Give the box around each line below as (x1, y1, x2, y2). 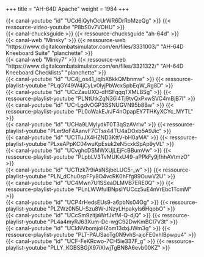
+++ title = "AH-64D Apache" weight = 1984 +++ (5, 5, 129, 12)
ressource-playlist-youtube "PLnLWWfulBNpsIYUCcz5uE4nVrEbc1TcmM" (5, 186, 192, 193)
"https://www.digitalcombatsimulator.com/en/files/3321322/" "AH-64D (5, 62, 184, 70)
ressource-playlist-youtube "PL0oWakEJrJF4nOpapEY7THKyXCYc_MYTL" (5, 108, 194, 115)
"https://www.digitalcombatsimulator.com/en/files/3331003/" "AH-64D (5, 43, 184, 50)
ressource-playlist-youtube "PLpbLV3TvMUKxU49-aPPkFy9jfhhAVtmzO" (5, 153, 191, 161)
